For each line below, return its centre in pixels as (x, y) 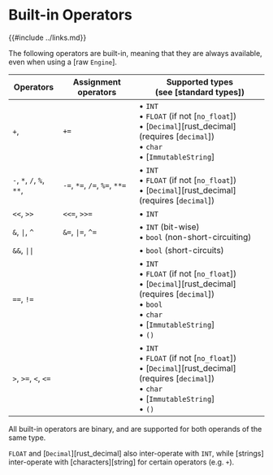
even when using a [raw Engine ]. (63, 62)
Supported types (200, 81)
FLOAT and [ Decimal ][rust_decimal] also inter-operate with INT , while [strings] (136, 453)
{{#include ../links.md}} (48, 37)
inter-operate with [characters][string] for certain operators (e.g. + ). (121, 462)
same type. (27, 438)
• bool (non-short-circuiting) (195, 237)
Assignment (97, 81)
